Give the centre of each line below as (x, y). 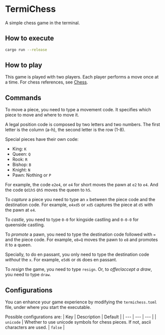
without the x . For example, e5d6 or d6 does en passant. (61, 260)
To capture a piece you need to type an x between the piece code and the (80, 200)
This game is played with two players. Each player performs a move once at (82, 77)
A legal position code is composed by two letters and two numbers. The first (82, 125)
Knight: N (21, 170)
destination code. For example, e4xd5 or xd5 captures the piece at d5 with (79, 205)
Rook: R (20, 160)
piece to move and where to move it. (42, 115)
